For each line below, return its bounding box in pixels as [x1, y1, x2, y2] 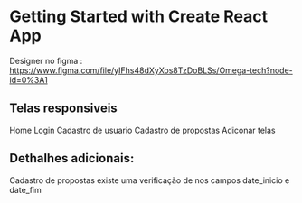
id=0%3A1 [9, 74, 48, 85]
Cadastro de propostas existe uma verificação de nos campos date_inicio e [9, 174, 290, 186]
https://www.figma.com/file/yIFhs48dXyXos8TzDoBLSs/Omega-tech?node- [9, 65, 294, 76]
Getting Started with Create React [9, 6, 269, 27]
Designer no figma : [9, 55, 83, 66]
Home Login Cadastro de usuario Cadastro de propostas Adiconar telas [9, 125, 276, 135]
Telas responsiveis [9, 101, 118, 116]
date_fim [9, 184, 42, 195]
